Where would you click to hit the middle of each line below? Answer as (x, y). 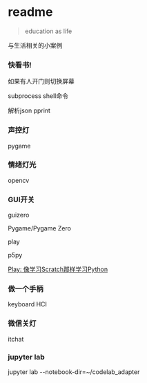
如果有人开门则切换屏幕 (41, 81)
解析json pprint (29, 110)
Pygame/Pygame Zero (40, 228)
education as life (48, 31)
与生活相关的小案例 (35, 45)
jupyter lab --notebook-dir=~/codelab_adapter (74, 372)
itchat (16, 339)
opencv (19, 180)
